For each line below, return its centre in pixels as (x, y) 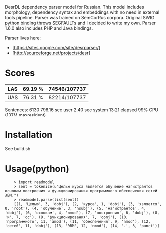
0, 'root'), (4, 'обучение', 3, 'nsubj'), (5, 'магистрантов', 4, (76, 208)
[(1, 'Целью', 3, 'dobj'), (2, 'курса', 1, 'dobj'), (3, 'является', (88, 204)
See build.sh (18, 148)
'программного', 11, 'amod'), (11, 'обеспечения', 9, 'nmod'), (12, (78, 221)
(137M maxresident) (26, 115)
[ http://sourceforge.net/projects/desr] (51, 53)
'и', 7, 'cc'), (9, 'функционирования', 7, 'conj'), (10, (67, 217)
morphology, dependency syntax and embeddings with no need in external (82, 12)
